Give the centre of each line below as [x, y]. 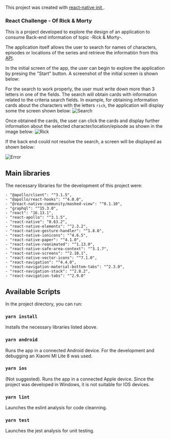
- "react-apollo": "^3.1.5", [36, 218]
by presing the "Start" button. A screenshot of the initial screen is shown [82, 73]
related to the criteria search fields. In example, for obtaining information [82, 100]
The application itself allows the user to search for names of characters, [81, 47]
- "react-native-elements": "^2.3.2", [47, 226]
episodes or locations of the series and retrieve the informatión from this [82, 53]
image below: [19, 132]
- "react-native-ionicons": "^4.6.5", [47, 236]
